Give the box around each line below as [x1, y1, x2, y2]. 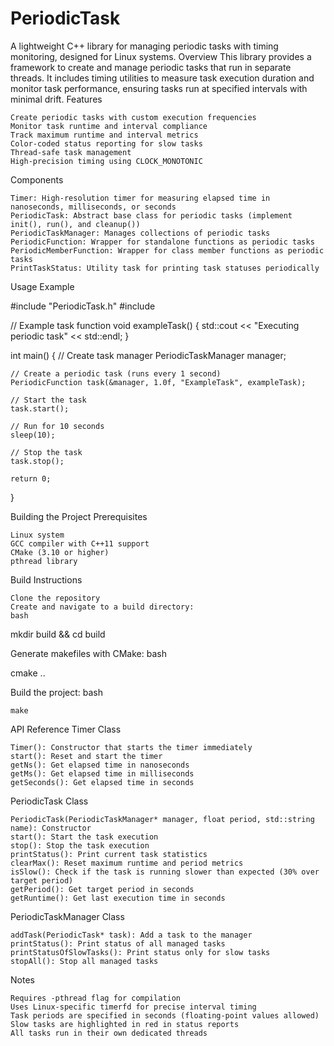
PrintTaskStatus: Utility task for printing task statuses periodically [10, 263, 320, 273]
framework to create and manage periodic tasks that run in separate [10, 61, 292, 73]
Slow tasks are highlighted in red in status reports [10, 1019, 240, 1029]
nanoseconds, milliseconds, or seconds [10, 202, 177, 212]
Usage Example [10, 280, 75, 292]
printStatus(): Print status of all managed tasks [10, 938, 226, 949]
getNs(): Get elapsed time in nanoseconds [10, 760, 190, 770]
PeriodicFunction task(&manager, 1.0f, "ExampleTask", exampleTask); [10, 377, 307, 387]
